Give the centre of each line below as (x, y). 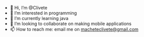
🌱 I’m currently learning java (39, 18)
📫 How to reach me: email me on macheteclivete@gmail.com (74, 29)
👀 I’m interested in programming (43, 13)
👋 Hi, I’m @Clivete (29, 8)
